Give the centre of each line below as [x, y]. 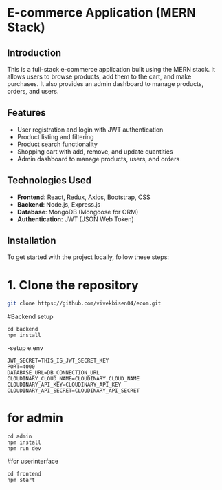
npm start [21, 480]
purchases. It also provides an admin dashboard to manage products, [106, 84]
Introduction [34, 53]
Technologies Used [49, 181]
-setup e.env [25, 348]
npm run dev [24, 449]
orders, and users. [33, 91]
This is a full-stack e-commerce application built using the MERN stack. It [111, 69]
